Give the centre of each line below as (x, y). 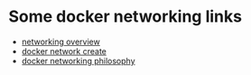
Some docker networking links (125, 17)
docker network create (64, 51)
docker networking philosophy (79, 61)
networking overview (60, 42)
